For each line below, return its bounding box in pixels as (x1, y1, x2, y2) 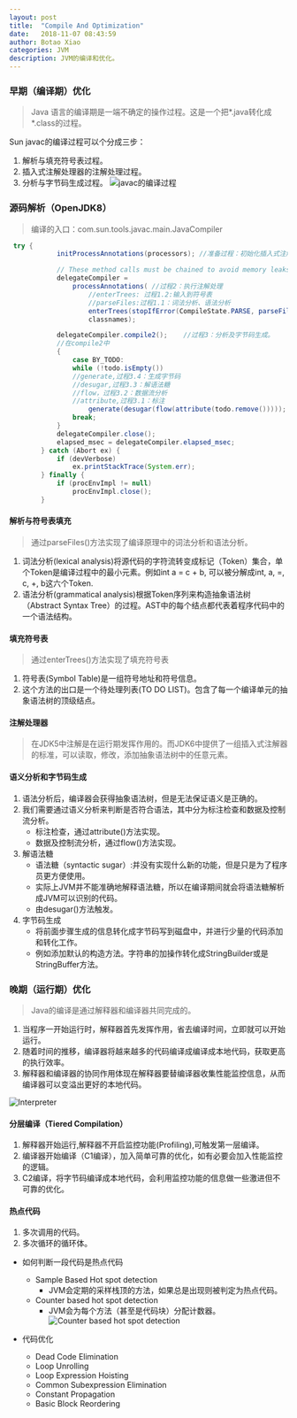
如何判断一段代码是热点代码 (21, 1257, 124, 1268)
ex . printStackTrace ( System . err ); (72, 462, 196, 472)
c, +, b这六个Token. (21, 578, 94, 589)
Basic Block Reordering (34, 1399, 121, 1409)
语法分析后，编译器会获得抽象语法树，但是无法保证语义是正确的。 (21, 793, 263, 804)
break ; (72, 413, 97, 422)
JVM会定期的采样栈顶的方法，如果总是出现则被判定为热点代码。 (48, 1285, 283, 1296)
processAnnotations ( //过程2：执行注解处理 (72, 282, 224, 291)
